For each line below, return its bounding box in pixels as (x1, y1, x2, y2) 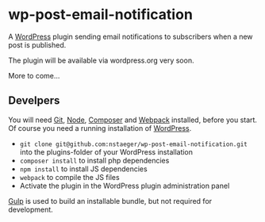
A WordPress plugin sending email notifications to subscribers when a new (8, 32, 253, 41)
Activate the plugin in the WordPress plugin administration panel (19, 181, 230, 190)
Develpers (8, 94, 60, 108)
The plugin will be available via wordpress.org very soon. (8, 55, 194, 65)
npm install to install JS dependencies (19, 164, 148, 174)
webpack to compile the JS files (19, 172, 121, 182)
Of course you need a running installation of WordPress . (8, 123, 192, 132)
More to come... (8, 71, 60, 80)
